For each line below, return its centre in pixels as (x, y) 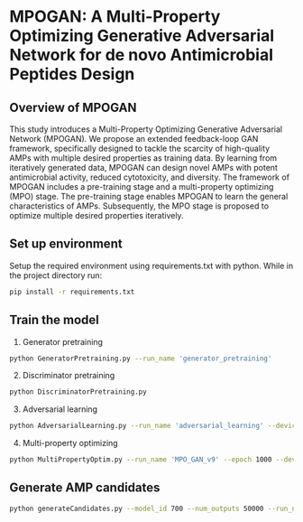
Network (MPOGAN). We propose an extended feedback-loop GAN (134, 139)
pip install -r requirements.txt (72, 292)
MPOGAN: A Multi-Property (115, 17)
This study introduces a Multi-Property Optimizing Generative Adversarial (146, 129)
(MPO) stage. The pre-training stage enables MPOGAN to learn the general (149, 196)
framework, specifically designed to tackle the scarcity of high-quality (140, 148)
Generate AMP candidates (85, 488)
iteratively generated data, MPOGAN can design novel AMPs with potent (143, 168)
